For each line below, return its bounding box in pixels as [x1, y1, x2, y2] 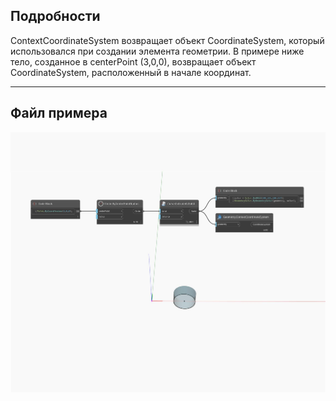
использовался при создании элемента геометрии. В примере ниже [10, 45, 305, 57]
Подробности [10, 8, 101, 25]
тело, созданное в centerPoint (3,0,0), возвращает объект [10, 55, 257, 68]
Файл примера [10, 105, 108, 122]
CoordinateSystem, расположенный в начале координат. [10, 66, 252, 78]
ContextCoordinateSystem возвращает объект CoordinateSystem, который [10, 34, 325, 46]
